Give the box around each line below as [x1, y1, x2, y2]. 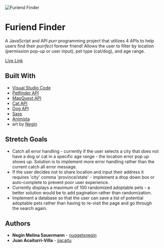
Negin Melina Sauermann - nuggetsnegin [12, 232, 97, 238]
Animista [12, 116, 30, 122]
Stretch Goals [5, 135, 48, 144]
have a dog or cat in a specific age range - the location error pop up [12, 153, 149, 159]
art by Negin [12, 121, 38, 127]
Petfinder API [12, 90, 39, 96]
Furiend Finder [5, 22, 66, 33]
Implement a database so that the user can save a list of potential [12, 195, 143, 201]
